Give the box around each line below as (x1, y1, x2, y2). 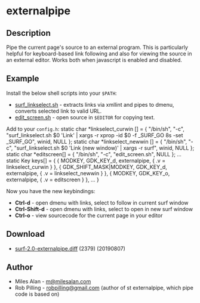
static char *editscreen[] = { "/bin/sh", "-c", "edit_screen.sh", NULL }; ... (6, 150, 182, 157)
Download (6, 229, 45, 239)
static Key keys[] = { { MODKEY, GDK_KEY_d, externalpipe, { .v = (6, 157, 166, 164)
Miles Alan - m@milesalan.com (14, 278, 91, 285)
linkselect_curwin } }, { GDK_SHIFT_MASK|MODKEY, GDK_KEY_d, (6, 163, 167, 171)
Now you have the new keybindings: (6, 187, 96, 194)
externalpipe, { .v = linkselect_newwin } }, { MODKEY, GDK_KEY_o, (6, 169, 170, 177)
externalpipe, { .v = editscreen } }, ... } (6, 176, 100, 183)
